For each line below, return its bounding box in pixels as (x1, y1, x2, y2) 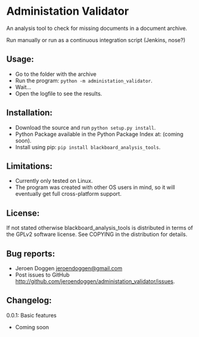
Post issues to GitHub (15, 271, 70, 278)
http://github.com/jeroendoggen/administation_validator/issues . (15, 278, 175, 285)
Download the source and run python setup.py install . (15, 124, 156, 131)
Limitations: (6, 161, 53, 171)
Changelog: (6, 295, 52, 306)
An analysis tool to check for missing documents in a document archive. (6, 24, 187, 32)
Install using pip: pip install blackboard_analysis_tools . (15, 143, 161, 150)
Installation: (6, 108, 53, 118)
